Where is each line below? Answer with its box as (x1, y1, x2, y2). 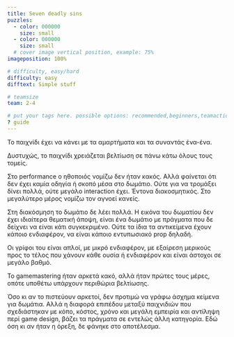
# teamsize (7, 93, 39, 101)
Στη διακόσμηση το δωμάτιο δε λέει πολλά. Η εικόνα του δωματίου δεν (7, 208, 214, 216)
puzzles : (7, 17, 33, 24)
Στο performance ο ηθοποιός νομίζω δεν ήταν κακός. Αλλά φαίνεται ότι (7, 172, 217, 181)
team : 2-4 (7, 100, 36, 107)
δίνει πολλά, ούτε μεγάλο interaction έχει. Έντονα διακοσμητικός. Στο (7, 187, 211, 195)
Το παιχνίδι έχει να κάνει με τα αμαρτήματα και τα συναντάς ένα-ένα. (7, 138, 212, 146)
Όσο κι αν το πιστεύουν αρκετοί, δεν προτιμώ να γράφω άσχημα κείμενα (7, 293, 219, 301)
